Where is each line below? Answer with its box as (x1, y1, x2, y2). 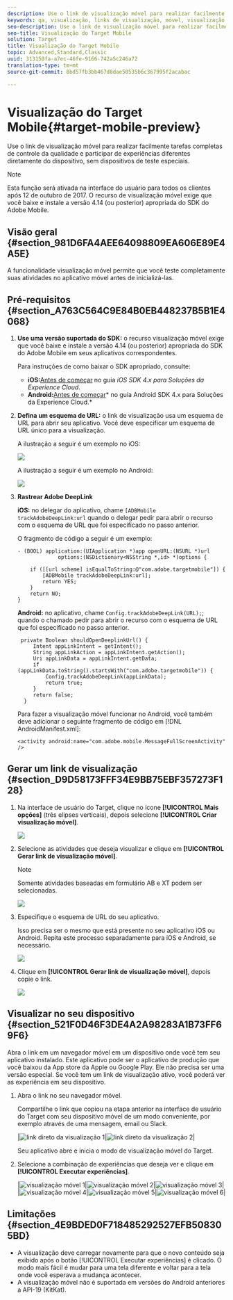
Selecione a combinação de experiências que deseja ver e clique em (17, 1160, 214, 1168)
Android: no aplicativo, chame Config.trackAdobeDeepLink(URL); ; (17, 609, 205, 617)
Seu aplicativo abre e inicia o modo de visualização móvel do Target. (17, 1146, 214, 1155)
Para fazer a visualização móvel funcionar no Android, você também (17, 710, 213, 718)
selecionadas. (17, 886, 58, 894)
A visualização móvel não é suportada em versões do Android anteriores (17, 1278, 225, 1286)
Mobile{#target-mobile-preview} (7, 119, 201, 135)
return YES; (42, 578, 77, 585)
